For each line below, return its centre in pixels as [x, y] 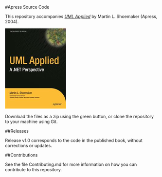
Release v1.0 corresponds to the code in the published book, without [74, 140]
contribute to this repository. [34, 169]
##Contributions [21, 155]
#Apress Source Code [27, 7]
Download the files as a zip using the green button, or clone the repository [80, 116]
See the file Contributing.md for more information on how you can [71, 164]
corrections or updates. [28, 146]
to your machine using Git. [31, 122]
